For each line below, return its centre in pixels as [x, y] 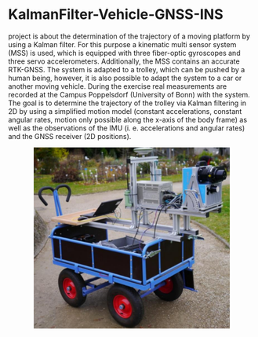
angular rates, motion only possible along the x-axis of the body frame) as [128, 119]
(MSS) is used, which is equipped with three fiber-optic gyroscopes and [124, 53]
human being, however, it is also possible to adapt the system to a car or [125, 78]
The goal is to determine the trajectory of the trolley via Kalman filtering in [127, 103]
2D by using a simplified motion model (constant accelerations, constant [125, 111]
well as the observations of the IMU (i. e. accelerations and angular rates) [127, 128]
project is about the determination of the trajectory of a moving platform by [129, 36]
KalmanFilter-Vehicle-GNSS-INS [116, 15]
